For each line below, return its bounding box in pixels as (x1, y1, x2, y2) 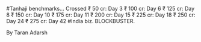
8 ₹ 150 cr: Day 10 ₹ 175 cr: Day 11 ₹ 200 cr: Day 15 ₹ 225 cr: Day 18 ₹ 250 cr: (6, 11, 196, 18)
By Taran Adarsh (6, 29, 48, 36)
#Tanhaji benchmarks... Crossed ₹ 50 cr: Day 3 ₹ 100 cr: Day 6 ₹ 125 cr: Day (6, 5, 195, 12)
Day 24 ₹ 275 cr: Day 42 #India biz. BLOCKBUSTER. (6, 18, 135, 24)
